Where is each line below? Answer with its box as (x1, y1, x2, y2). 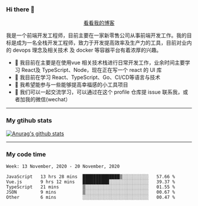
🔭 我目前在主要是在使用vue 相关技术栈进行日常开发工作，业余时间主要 (14, 59, 186, 67)
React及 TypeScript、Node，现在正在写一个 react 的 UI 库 (21, 67, 162, 74)
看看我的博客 (83, 19, 115, 26)
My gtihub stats (6, 117, 52, 125)
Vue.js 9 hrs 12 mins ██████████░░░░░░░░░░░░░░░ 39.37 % (6, 179, 176, 185)
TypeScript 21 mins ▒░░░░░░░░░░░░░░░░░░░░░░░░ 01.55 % (6, 184, 176, 190)
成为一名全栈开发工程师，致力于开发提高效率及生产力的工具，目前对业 (16, 39, 187, 46)
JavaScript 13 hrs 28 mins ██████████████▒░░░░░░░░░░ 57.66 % (6, 174, 176, 180)
